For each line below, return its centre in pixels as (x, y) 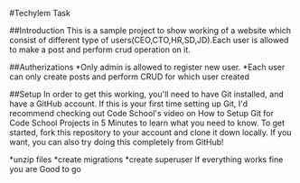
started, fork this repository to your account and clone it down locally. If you (150, 133)
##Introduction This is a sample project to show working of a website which (150, 30)
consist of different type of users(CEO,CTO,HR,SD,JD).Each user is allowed (149, 40)
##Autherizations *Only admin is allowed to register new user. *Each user (147, 67)
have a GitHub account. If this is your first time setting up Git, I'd (129, 104)
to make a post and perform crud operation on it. (100, 50)
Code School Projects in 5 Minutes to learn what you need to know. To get (147, 123)
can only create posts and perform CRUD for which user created (130, 77)
